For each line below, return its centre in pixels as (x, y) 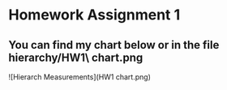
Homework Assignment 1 (94, 15)
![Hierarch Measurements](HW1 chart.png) (80, 77)
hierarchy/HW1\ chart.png (76, 57)
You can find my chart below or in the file (114, 45)
